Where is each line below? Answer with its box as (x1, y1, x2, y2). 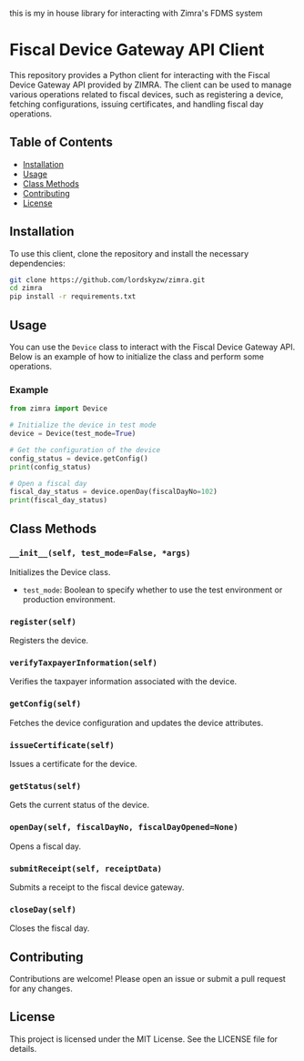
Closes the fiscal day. (9, 923, 90, 934)
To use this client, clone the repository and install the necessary (9, 248, 249, 258)
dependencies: (9, 258, 66, 268)
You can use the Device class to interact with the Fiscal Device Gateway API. (9, 341, 296, 352)
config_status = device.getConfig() (9, 454, 148, 463)
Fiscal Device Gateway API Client (9, 40, 265, 60)
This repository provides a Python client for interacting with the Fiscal (9, 69, 270, 80)
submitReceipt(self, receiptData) (9, 864, 162, 874)
